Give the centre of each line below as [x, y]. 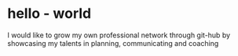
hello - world [49, 14]
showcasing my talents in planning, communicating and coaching [113, 43]
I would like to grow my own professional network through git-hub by [119, 35]
